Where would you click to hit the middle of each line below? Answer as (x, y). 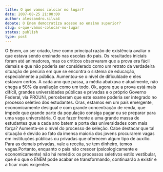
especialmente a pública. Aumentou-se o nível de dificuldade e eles (73, 76)
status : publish (21, 32)
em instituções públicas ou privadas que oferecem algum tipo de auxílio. (78, 138)
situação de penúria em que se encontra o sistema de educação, (70, 71)
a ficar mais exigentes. (28, 164)
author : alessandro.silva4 (32, 19)
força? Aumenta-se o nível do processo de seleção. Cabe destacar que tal (80, 128)
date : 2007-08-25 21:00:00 (32, 14)
